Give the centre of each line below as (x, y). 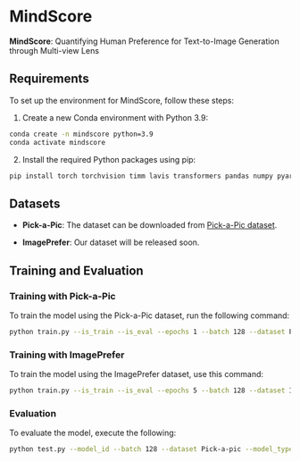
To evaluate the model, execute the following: (93, 433)
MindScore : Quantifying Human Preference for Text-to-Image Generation (144, 41)
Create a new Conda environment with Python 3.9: (115, 117)
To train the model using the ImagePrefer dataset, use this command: (137, 374)
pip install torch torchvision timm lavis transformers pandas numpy (142, 176)
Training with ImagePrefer (67, 355)
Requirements (49, 79)
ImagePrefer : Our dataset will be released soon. (111, 242)
